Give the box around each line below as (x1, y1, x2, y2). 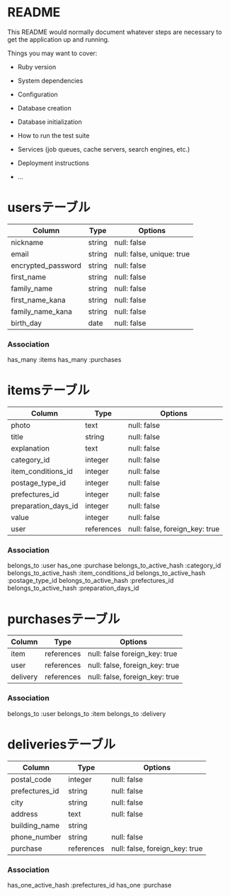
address (11, 809, 38, 819)
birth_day (11, 318, 42, 328)
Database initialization (17, 118, 83, 126)
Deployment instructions (17, 159, 90, 167)
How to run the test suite (17, 131, 90, 140)
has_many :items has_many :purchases (7, 356, 122, 364)
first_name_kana (11, 295, 66, 305)
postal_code (11, 774, 52, 784)
